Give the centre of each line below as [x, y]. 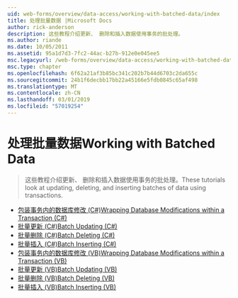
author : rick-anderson [41, 27]
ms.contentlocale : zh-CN [44, 93]
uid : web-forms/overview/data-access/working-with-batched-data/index [114, 14]
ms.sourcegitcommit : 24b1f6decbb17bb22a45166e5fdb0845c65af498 [103, 80]
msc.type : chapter [34, 67]
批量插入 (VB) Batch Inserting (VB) [67, 287]
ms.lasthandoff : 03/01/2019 [49, 100]
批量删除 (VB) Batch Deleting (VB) [66, 278]
